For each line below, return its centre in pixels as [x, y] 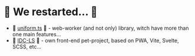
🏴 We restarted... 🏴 [51, 12]
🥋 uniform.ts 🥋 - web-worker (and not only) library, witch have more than [100, 28]
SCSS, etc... [27, 47]
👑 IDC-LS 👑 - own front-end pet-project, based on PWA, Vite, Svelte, [95, 40]
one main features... [37, 34]
